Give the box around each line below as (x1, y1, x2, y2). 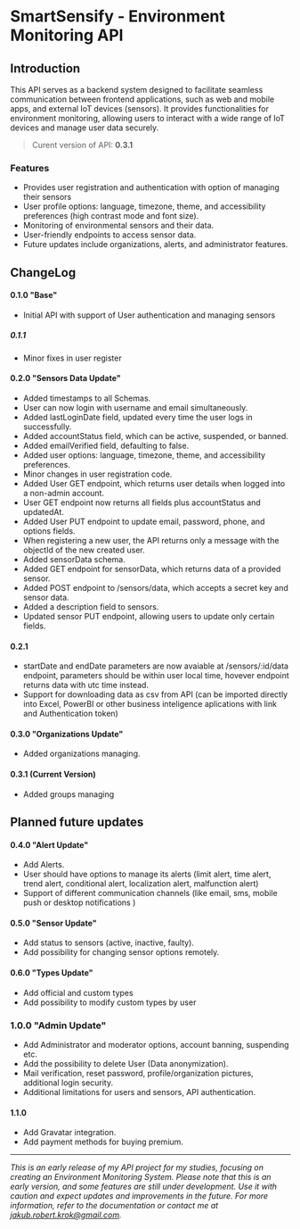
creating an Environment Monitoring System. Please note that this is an (10, 1172, 272, 1183)
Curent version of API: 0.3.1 (31, 140, 134, 150)
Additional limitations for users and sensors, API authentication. (22, 1086, 256, 1097)
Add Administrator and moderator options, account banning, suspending (22, 1039, 289, 1050)
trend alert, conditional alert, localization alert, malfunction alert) (22, 878, 259, 889)
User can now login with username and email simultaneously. (22, 403, 248, 413)
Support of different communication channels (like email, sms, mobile (22, 888, 279, 899)
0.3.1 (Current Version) (10, 769, 96, 780)
